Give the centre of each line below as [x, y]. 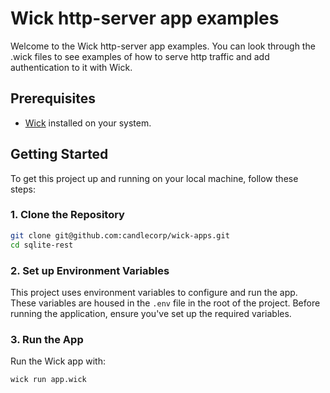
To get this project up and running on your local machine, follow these [154, 178]
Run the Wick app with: [58, 361]
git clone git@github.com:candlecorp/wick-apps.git [120, 235]
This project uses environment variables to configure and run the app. [154, 292]
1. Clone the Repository [67, 215]
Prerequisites [53, 98]
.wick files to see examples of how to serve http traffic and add [140, 56]
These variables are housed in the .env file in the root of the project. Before [165, 303]
